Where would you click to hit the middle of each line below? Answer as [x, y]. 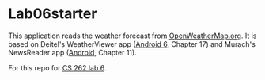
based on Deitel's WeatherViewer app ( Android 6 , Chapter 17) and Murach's [132, 44]
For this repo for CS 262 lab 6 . [57, 67]
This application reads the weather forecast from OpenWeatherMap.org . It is [132, 36]
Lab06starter [53, 14]
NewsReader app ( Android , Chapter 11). [72, 52]
